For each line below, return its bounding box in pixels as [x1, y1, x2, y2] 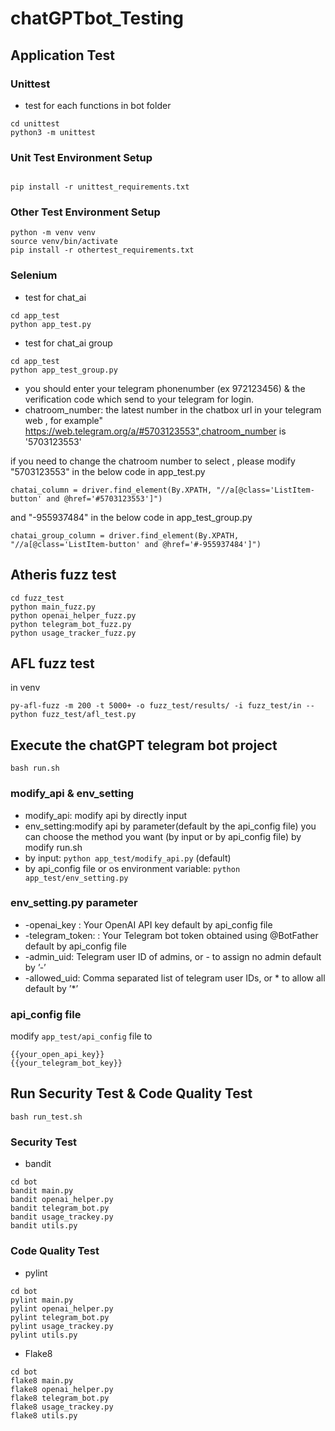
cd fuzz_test [10, 593, 65, 603]
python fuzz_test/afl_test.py [10, 710, 137, 720]
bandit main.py [10, 1186, 74, 1196]
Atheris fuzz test [10, 567, 117, 584]
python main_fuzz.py [10, 602, 97, 612]
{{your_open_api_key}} [10, 1050, 105, 1060]
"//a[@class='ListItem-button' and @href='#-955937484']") [10, 539, 262, 549]
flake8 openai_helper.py [10, 1384, 114, 1394]
